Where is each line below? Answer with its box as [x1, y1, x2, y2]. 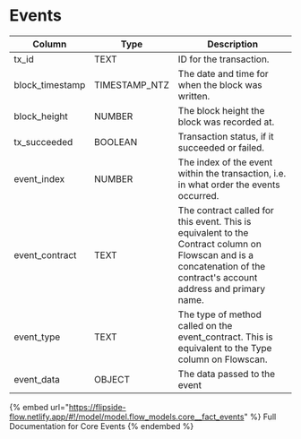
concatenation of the [177, 260, 266, 272]
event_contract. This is [177, 331, 273, 343]
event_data [13, 373, 61, 385]
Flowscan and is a [177, 248, 254, 261]
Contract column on [177, 237, 262, 250]
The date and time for [177, 67, 269, 80]
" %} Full [244, 411, 277, 422]
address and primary [177, 282, 266, 295]
